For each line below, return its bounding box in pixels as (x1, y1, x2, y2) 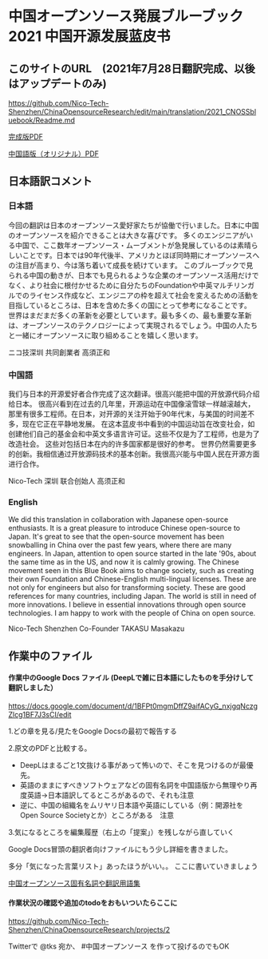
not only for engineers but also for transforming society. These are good (8, 583, 246, 592)
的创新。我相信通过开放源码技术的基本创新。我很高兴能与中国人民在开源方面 (8, 449, 260, 459)
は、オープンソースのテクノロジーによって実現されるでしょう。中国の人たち (8, 320, 258, 330)
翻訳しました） (8, 683, 57, 692)
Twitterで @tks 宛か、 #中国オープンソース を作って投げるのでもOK (8, 941, 230, 951)
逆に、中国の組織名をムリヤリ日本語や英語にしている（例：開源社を (19, 800, 243, 809)
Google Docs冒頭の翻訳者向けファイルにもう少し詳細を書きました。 (8, 844, 233, 853)
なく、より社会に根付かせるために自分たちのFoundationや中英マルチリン (8, 280, 248, 290)
